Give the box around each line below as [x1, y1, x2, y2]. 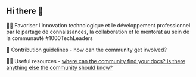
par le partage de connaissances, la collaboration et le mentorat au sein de [6, 28, 190, 35]
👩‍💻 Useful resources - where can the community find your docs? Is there [6, 57, 186, 64]
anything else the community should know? [6, 64, 113, 71]
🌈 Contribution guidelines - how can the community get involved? [6, 46, 167, 53]
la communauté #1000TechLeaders [6, 34, 94, 42]
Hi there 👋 [6, 6, 43, 16]
